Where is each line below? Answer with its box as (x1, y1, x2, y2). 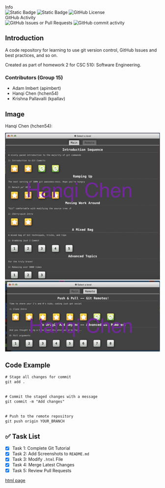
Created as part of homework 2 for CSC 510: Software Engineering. (5, 61, 141, 68)
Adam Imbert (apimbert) (12, 86, 61, 91)
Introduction (5, 34, 44, 42)
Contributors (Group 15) (5, 74, 63, 81)
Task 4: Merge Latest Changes (12, 462, 75, 468)
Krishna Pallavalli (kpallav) (12, 96, 65, 102)
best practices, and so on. (5, 52, 58, 58)
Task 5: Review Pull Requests (12, 467, 72, 473)
